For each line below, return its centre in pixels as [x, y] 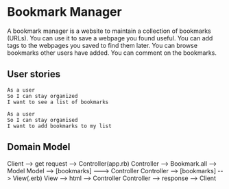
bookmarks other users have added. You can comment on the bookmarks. [112, 53]
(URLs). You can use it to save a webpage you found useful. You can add [110, 38]
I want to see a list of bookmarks [58, 102]
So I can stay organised [43, 120]
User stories [34, 74]
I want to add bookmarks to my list [59, 126]
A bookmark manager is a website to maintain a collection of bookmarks [109, 31]
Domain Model [39, 147]
